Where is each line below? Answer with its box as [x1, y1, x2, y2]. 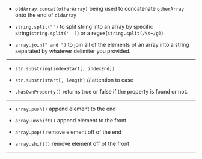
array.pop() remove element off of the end [14, 128, 122, 136]
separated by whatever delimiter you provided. [14, 47, 131, 55]
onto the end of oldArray [14, 11, 76, 19]
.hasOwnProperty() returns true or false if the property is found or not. [14, 88, 188, 95]
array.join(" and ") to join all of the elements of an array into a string [14, 41, 189, 48]
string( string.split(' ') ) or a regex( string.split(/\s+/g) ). [14, 29, 165, 37]
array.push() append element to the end [14, 105, 116, 112]
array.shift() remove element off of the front [14, 140, 130, 147]
